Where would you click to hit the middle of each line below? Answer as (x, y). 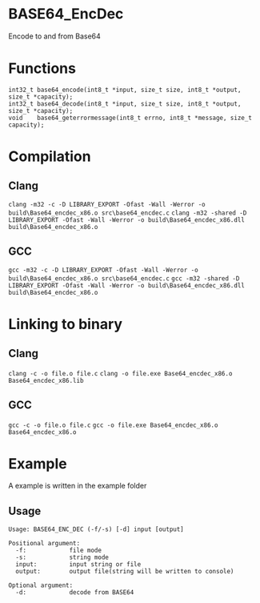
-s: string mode (62, 557)
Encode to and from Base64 (55, 36)
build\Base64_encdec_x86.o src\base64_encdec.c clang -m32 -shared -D (128, 213)
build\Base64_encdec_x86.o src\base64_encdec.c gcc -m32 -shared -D (124, 278)
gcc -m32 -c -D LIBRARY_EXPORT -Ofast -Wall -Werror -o (103, 270)
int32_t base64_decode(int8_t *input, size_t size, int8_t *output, (125, 104)
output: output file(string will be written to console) (125, 572)
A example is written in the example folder (78, 486)
